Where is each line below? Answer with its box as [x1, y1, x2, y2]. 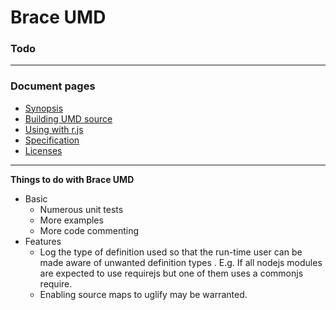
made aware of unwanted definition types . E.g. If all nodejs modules [39, 256, 323, 268]
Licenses [24, 144, 63, 156]
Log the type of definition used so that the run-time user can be [39, 246, 303, 258]
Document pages [10, 79, 96, 93]
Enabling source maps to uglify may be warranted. [39, 288, 248, 300]
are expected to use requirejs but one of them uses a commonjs [39, 267, 304, 279]
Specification [24, 134, 80, 146]
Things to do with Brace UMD [10, 173, 135, 185]
